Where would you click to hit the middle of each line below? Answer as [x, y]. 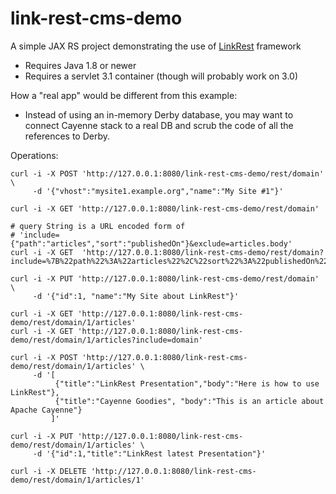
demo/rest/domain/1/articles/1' [77, 480]
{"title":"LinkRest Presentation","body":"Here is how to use [187, 383]
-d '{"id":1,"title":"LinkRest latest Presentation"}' [149, 453]
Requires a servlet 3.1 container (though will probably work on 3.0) [161, 76]
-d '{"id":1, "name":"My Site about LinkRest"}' [136, 296]
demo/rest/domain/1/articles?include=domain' [106, 340]
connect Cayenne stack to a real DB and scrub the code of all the [159, 125]
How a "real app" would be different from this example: [124, 95]
